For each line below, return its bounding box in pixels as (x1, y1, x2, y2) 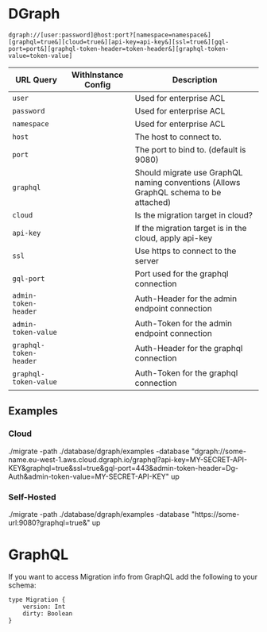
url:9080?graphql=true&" (8, 518, 91, 527)
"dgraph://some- (191, 446, 246, 456)
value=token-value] (8, 52, 73, 60)
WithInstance (71, 69, 124, 80)
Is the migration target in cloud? (134, 210, 253, 221)
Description (172, 74, 218, 85)
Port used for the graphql (134, 268, 229, 279)
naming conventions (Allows (134, 176, 241, 187)
